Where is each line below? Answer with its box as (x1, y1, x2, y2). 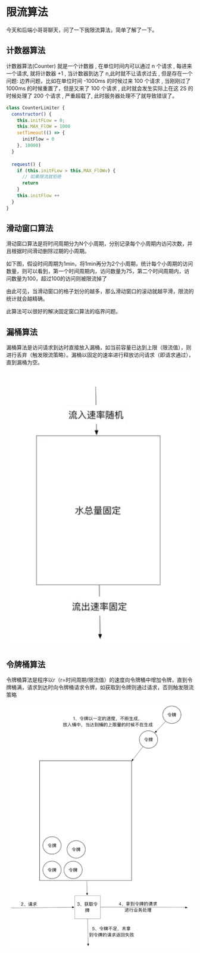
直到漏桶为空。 (6, 359, 43, 366)
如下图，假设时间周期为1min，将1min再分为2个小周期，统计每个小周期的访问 (6, 260, 193, 267)
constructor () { (11, 111, 52, 117)
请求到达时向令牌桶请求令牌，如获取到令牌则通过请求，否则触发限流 (26, 684, 194, 691)
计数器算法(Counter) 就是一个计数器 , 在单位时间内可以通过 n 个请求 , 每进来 (6, 62, 192, 69)
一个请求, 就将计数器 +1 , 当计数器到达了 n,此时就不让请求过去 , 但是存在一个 (6, 70, 193, 77)
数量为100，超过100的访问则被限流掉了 (11, 275, 107, 282)
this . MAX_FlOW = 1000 (17, 123, 70, 130)
